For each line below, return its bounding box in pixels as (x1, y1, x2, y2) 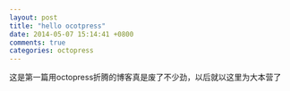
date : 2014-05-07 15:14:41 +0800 (9, 29, 134, 38)
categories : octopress (9, 46, 94, 55)
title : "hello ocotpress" (9, 21, 106, 30)
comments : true (9, 37, 66, 47)
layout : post (9, 12, 58, 22)
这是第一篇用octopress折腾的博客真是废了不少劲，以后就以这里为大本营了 (9, 72, 282, 83)
